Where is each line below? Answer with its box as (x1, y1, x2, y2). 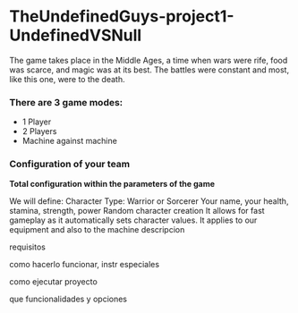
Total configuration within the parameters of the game (9, 178, 216, 189)
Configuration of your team (9, 158, 131, 171)
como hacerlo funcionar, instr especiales (9, 258, 159, 269)
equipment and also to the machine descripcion (9, 224, 185, 234)
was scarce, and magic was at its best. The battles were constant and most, (9, 64, 289, 75)
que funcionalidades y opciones (9, 293, 128, 304)
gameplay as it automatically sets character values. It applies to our (9, 215, 258, 225)
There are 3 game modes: (9, 96, 123, 108)
